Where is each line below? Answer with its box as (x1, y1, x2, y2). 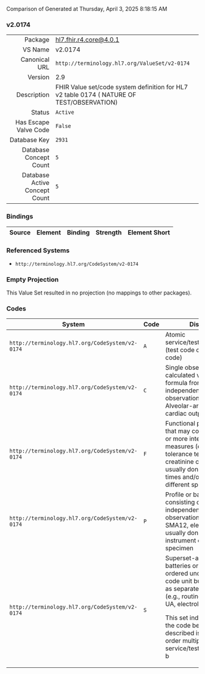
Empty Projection (6, 275, 59, 283)
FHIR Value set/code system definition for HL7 (55, 83, 188, 91)
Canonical (20, 55, 50, 64)
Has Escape (15, 118, 50, 127)
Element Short (128, 228, 170, 236)
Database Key (9, 136, 50, 144)
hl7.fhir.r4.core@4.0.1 (55, 36, 120, 44)
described (165, 629, 195, 637)
